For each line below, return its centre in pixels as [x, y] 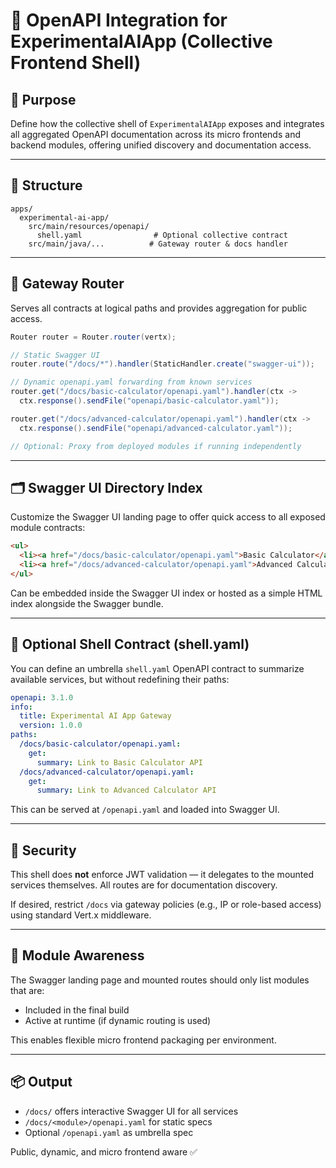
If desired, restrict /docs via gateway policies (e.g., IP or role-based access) [166, 905]
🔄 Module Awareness [77, 955]
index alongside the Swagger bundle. [87, 603]
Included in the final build [77, 1010]
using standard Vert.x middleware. [81, 915]
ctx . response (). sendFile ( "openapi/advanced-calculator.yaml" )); [156, 428]
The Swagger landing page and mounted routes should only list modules [160, 980]
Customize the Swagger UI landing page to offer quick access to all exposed [168, 517]
